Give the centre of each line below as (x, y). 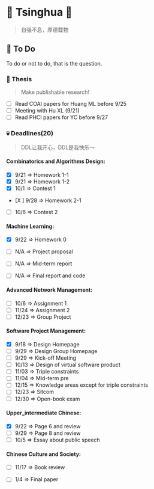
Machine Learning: (30, 226)
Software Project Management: (46, 331)
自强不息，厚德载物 (45, 29)
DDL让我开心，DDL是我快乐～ (58, 147)
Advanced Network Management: (49, 290)
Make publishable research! (55, 92)
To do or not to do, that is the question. (54, 63)
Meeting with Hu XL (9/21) (47, 111)
